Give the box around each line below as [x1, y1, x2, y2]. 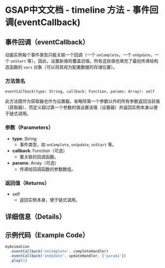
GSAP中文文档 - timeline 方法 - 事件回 [5, 4, 159, 16]
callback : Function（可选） [12, 148, 68, 153]
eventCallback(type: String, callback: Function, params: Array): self [5, 89, 155, 94]
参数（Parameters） [5, 124, 54, 131]
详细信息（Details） [5, 212, 66, 221]
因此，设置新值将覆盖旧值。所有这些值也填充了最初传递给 [37, 58, 154, 64]
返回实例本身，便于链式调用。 [19, 197, 80, 203]
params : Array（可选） [12, 160, 59, 166]
